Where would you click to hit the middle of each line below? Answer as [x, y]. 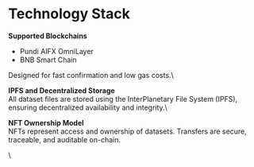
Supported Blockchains [48, 36]
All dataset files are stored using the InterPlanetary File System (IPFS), [123, 99]
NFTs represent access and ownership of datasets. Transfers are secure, [128, 131]
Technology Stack [69, 14]
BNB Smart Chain [48, 60]
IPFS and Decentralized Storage [62, 90]
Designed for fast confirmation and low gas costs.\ [91, 75]
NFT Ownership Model [46, 122]
